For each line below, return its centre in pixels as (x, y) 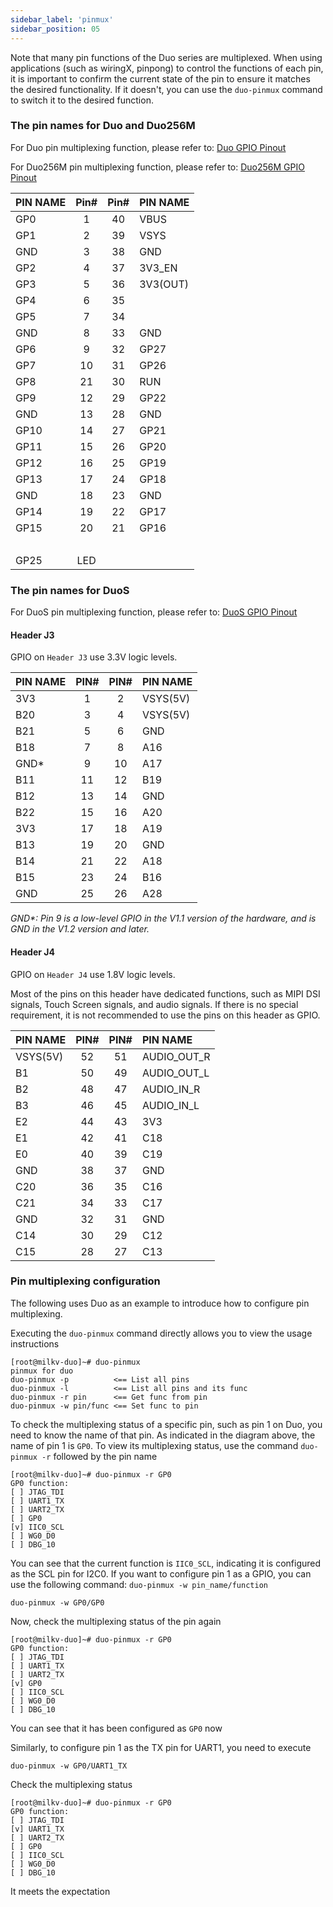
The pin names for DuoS (70, 590)
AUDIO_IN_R (171, 1089)
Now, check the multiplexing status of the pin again (116, 1621)
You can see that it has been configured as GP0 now (116, 1728)
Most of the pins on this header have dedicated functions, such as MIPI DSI (165, 993)
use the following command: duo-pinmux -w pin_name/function (139, 1584)
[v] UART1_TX (37, 1829)
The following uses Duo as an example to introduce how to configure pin (160, 1303)
